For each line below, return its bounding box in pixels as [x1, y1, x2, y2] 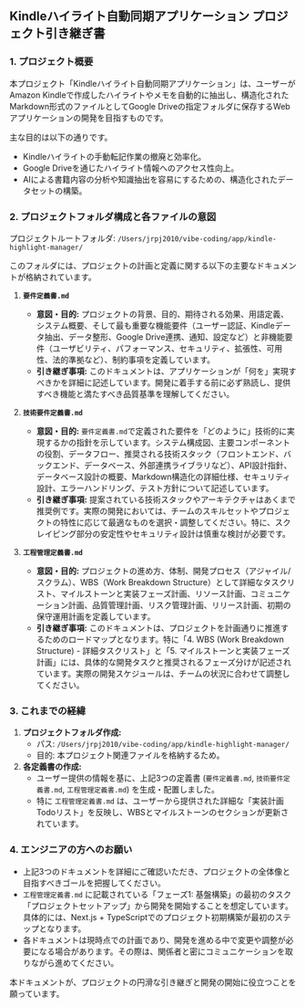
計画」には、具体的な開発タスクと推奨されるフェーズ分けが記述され [36, 656, 291, 667]
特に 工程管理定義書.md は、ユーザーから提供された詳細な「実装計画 [36, 795, 284, 806]
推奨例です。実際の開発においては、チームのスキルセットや [36, 505, 259, 516]
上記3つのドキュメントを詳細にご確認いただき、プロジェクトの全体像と [22, 865, 291, 876]
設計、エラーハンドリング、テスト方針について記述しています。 [36, 482, 275, 493]
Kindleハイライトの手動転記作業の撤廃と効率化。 [22, 151, 207, 162]
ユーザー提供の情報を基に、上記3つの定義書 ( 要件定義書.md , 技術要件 [36, 772, 284, 783]
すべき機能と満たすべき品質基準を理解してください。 [36, 388, 235, 399]
